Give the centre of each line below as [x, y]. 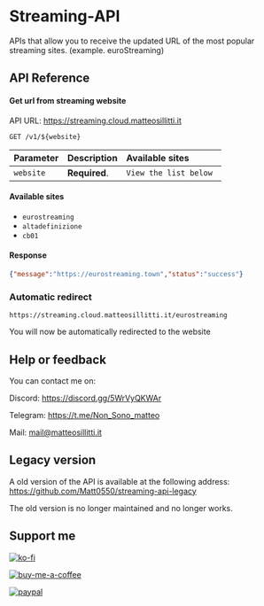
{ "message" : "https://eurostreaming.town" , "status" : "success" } [126, 274]
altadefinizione [52, 226]
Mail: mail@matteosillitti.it [55, 432]
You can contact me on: [52, 381]
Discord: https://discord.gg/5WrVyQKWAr [85, 398]
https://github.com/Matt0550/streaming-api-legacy [103, 491]
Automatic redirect [50, 297]
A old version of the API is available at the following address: [120, 481]
